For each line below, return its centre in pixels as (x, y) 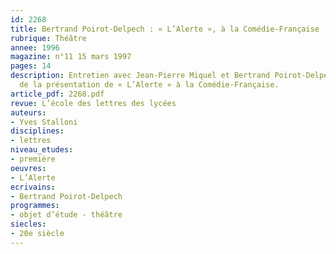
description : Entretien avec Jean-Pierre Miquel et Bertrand (140, 76)
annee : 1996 (35, 47)
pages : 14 (31, 66)
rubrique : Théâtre (48, 38)
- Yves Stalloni (44, 122)
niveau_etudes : (42, 150)
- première (33, 159)
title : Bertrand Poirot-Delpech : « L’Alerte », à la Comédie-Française (165, 29)
